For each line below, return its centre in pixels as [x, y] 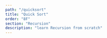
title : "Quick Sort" [27, 14]
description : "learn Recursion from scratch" [54, 28]
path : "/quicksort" [26, 10]
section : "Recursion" [28, 23]
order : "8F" [18, 19]
